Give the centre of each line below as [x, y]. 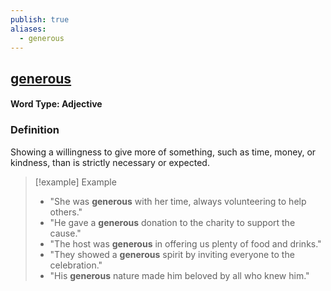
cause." [65, 233]
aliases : [28, 29]
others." [66, 212]
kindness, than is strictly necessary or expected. [110, 162]
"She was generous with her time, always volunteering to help [178, 201]
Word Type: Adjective [56, 104]
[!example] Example [75, 182]
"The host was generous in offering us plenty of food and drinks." [185, 243]
